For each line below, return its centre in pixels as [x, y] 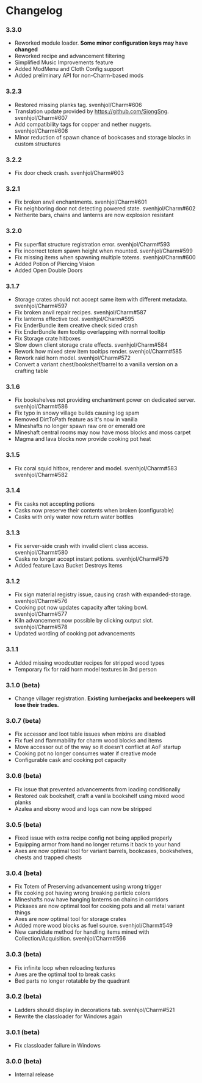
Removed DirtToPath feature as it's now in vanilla [76, 420]
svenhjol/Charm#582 [41, 475]
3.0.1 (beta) [23, 1032]
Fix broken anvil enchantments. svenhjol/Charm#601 [81, 202]
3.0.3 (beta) [24, 955]
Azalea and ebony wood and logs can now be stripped [83, 808]
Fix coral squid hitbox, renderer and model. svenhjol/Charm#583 [96, 468]
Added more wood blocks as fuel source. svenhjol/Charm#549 [94, 926]
